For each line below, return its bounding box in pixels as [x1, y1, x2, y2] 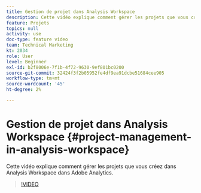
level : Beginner [6, 59, 47, 65]
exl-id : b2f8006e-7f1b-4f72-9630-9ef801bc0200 [6, 64, 124, 71]
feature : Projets [6, 20, 50, 26]
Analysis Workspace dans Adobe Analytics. [6, 169, 114, 176]
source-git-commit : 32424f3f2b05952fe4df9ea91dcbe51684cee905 [6, 70, 165, 76]
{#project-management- [66, 130, 192, 144]
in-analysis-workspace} [6, 143, 130, 157]
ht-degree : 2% [6, 87, 42, 93]
